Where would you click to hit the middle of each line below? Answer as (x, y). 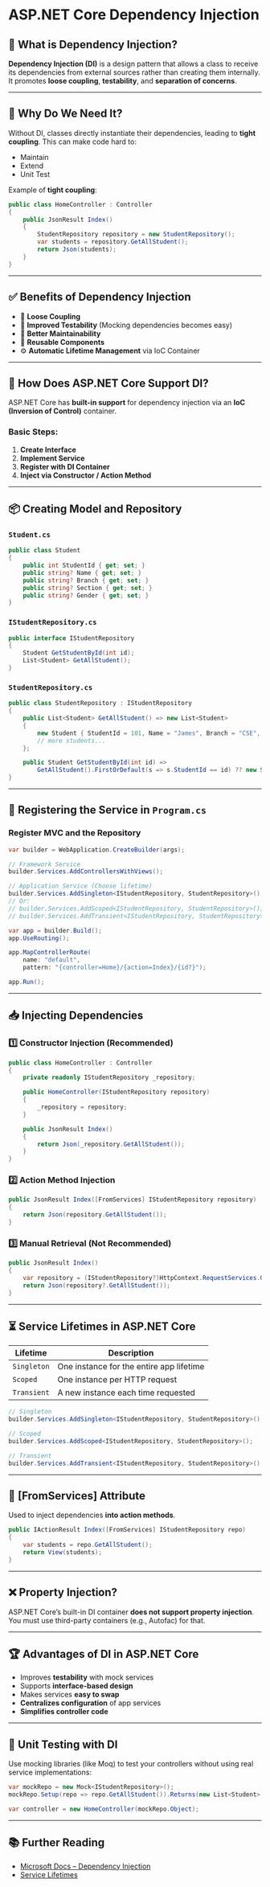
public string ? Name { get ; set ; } (82, 572)
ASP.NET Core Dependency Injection (134, 15)
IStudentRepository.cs (53, 622)
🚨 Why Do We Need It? (65, 114)
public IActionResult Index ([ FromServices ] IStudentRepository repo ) (127, 1530)
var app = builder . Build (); (55, 930)
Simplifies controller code (64, 1712)
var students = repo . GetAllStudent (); (88, 1545)
